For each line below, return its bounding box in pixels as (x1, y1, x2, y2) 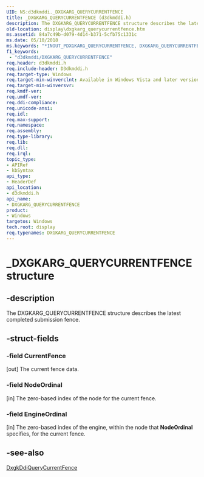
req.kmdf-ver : (6, 88, 42, 94)
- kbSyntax (6, 168, 34, 174)
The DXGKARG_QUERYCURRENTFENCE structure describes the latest (6, 309, 181, 317)
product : (6, 207, 29, 213)
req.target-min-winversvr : (6, 83, 75, 89)
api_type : (6, 173, 32, 180)
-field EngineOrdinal (6, 409, 67, 418)
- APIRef (6, 162, 29, 168)
